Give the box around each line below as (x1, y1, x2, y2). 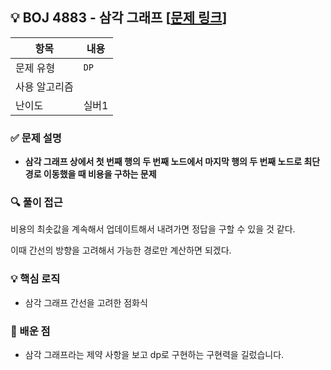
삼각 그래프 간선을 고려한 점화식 (24, 296, 148, 308)
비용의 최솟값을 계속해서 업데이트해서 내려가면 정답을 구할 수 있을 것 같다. (10, 223, 296, 235)
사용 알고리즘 (15, 79, 74, 93)
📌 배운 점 (10, 324, 51, 338)
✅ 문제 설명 (10, 131, 62, 145)
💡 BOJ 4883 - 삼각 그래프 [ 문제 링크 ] (10, 9, 228, 27)
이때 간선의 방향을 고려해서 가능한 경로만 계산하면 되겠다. (10, 244, 232, 257)
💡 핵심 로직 (10, 272, 61, 286)
